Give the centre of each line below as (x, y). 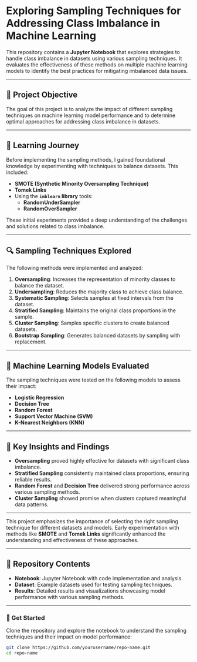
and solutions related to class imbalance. (55, 226)
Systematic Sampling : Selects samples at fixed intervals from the (94, 298)
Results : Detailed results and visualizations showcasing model (90, 591)
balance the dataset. (39, 286)
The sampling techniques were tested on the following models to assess (93, 380)
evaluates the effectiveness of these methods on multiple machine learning (97, 64)
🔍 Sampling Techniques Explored (69, 251)
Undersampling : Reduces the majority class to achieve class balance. (99, 292)
